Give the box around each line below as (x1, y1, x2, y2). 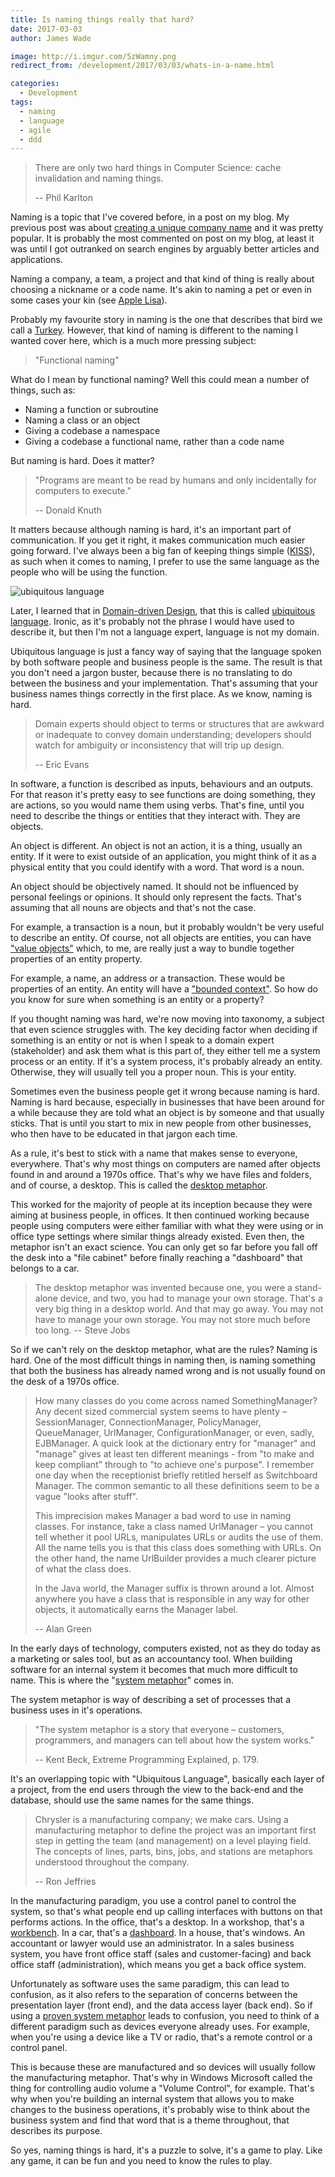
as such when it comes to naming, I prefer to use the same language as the (10, 556, 320, 568)
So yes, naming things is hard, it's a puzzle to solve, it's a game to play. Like (10, 2144, 323, 2156)
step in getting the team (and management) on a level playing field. (34, 1835, 312, 1847)
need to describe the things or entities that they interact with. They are (10, 810, 301, 822)
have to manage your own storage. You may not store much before (34, 1314, 311, 1326)
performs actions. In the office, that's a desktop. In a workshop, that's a (10, 1916, 305, 1928)
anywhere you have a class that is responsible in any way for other (34, 1593, 310, 1605)
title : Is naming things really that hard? (10, 14, 195, 25)
